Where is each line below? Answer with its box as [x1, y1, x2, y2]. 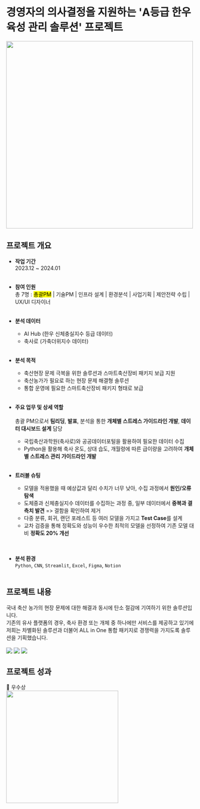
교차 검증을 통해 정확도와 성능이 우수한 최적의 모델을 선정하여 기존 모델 [23, 522, 188, 529]
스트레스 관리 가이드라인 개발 [29, 452, 97, 459]
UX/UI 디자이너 [14, 298, 51, 305]
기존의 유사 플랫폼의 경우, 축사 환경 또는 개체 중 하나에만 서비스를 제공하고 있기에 [6, 619, 194, 626]
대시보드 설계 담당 [20, 425, 63, 432]
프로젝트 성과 [6, 666, 52, 676]
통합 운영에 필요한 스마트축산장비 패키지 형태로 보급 [23, 384, 144, 392]
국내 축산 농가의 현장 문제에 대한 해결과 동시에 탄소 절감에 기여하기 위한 [6, 604, 172, 611]
